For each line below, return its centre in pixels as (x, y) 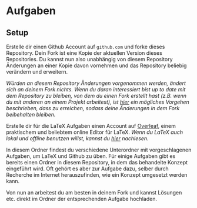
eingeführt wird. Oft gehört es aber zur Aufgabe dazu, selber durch (87, 169)
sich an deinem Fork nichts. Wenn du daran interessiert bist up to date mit (96, 89)
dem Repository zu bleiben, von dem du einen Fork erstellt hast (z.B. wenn (96, 96)
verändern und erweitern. (37, 72)
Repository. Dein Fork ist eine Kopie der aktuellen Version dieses (84, 53)
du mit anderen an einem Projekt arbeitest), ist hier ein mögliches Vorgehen (98, 102)
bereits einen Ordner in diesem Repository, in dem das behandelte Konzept (97, 162)
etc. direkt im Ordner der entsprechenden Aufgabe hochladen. (82, 199)
